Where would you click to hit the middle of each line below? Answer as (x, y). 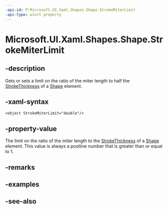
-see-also (21, 201)
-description (25, 69)
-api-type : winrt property (33, 15)
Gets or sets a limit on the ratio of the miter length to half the (67, 80)
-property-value (31, 129)
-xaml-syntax (27, 102)
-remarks (20, 167)
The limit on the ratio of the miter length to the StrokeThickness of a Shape (82, 141)
